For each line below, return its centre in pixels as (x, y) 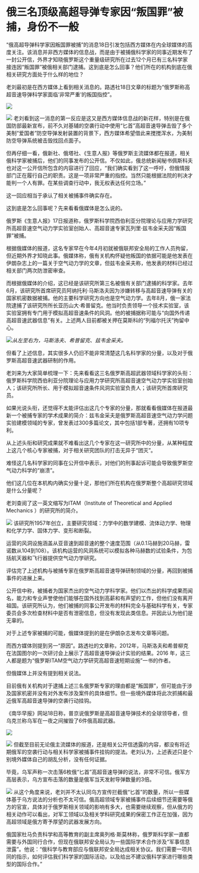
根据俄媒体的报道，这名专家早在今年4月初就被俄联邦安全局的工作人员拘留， (99, 248)
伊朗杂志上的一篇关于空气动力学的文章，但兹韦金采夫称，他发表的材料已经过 (99, 263)
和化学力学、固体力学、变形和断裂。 (50, 530)
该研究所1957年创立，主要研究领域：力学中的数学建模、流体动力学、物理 (102, 523)
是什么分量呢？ (24, 490)
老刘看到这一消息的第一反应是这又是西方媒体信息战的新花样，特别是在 (99, 118)
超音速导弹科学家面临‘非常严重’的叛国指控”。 (61, 94)
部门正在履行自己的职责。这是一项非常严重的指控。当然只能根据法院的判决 (97, 175)
